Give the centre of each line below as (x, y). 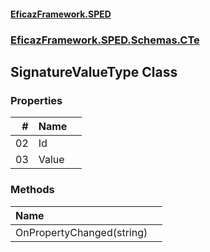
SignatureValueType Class (94, 71)
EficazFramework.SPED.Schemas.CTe (105, 40)
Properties (36, 100)
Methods (32, 190)
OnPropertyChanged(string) (81, 232)
